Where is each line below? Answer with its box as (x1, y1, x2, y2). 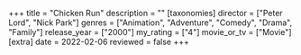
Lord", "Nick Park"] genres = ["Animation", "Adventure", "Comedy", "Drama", (8, 17, 293, 28)
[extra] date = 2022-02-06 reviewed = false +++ (8, 36, 190, 47)
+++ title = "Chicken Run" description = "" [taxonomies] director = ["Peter (8, 8, 283, 18)
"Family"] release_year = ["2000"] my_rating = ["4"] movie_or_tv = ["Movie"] (8, 27, 292, 37)
